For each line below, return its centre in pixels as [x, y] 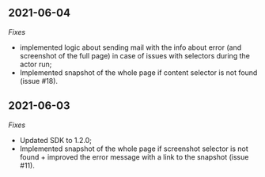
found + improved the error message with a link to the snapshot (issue [134, 156]
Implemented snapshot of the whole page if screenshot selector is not [134, 149]
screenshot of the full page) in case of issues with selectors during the [135, 55]
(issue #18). [38, 81]
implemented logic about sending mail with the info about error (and [131, 47]
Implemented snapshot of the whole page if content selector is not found [138, 72]
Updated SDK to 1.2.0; [56, 140]
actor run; [36, 64]
